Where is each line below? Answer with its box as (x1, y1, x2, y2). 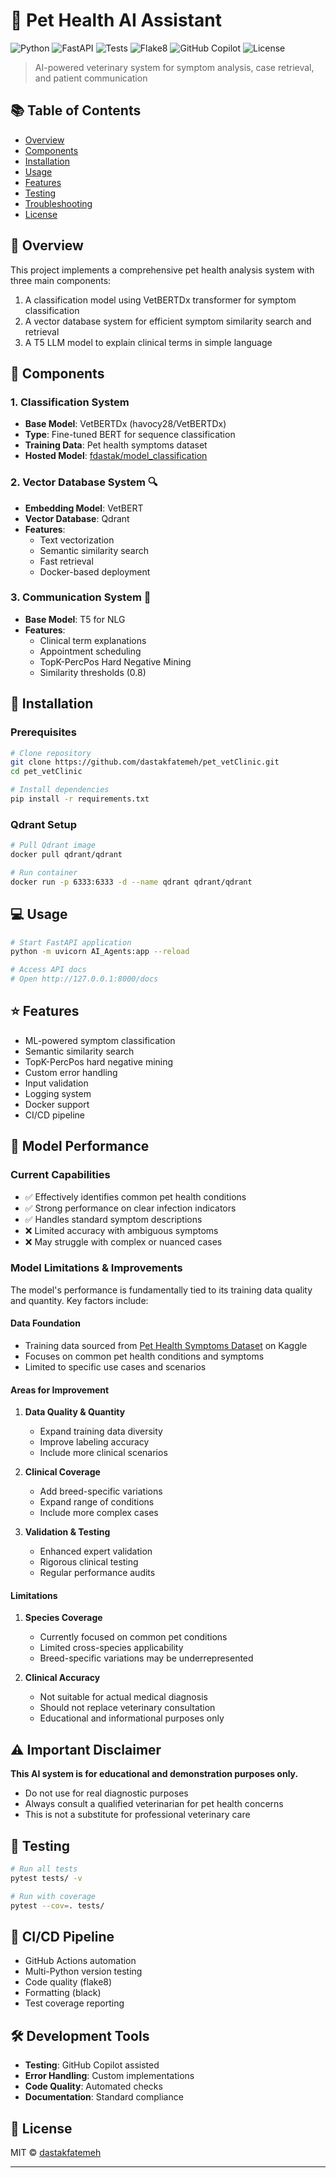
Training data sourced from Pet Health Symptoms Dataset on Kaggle (24, 1340, 308, 1352)
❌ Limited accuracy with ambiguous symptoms (24, 1224, 219, 1236)
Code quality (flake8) (24, 1976, 113, 1988)
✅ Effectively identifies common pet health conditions (24, 1190, 247, 1203)
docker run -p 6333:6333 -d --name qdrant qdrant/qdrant (10, 877, 253, 887)
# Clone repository (10, 748, 92, 758)
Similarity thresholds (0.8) (39, 666, 147, 678)
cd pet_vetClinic (10, 767, 83, 777)
